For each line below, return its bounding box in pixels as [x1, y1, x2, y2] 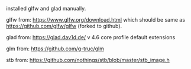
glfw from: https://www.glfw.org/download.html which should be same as [6, 16, 185, 23]
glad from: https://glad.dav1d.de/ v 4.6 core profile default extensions [6, 34, 176, 40]
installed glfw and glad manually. [6, 5, 86, 12]
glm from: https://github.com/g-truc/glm [6, 45, 105, 52]
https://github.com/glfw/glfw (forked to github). [6, 23, 122, 29]
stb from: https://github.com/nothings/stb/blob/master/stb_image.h [6, 57, 170, 63]
